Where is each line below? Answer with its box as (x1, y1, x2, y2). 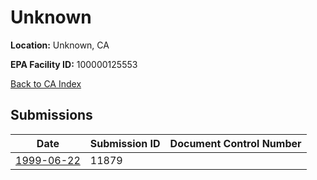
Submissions (10, 107, 93, 124)
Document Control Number (169, 136, 302, 150)
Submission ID (89, 136, 161, 150)
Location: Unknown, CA (10, 39, 110, 51)
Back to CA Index (10, 77, 82, 90)
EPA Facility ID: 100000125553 (10, 58, 138, 70)
